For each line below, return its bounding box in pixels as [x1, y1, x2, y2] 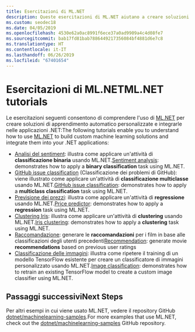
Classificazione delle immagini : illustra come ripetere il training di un [14, 250, 179, 257]
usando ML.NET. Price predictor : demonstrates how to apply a [14, 200, 163, 207]
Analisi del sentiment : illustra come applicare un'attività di [14, 150, 154, 158]
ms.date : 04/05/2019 [6, 25, 57, 31]
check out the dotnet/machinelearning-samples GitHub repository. [6, 320, 166, 327]
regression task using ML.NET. [14, 206, 90, 213]
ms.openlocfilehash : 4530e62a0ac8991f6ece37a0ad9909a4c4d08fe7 [6, 30, 163, 36]
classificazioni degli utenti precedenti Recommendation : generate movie [14, 237, 187, 244]
